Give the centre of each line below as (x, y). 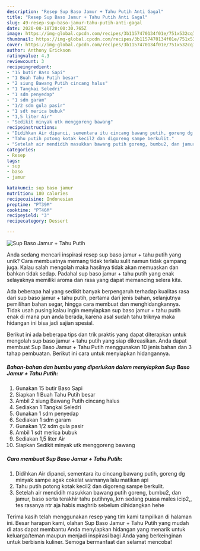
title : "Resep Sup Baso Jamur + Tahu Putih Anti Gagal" (77, 17)
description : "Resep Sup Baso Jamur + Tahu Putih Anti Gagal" (85, 12)
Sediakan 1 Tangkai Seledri (48, 407)
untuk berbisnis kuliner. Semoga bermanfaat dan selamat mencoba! (89, 541)
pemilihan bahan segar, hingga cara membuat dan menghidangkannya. (93, 304)
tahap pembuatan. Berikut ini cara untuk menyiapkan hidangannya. (89, 353)
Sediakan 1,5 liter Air (40, 438)
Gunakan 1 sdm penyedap (47, 413)
